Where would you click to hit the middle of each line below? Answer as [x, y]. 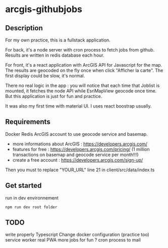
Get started [23, 186]
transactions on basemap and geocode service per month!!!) [75, 155]
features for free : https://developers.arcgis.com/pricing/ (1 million [81, 149]
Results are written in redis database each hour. [55, 55]
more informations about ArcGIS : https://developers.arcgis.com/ [80, 144]
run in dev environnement [32, 197]
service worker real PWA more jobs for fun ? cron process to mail [73, 240]
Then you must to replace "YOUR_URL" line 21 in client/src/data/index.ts [80, 170]
